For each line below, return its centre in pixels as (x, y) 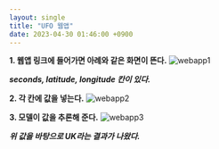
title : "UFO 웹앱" (41, 26)
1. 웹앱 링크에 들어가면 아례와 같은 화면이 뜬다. (88, 61)
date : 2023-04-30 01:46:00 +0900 (71, 34)
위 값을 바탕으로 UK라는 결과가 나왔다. (75, 137)
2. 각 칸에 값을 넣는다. (47, 98)
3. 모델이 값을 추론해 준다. (54, 118)
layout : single (37, 17)
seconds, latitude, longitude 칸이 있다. (80, 79)
